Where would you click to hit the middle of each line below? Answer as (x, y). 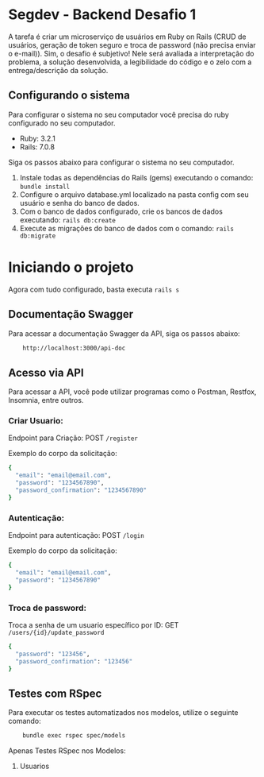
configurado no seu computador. (62, 123)
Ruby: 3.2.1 (37, 138)
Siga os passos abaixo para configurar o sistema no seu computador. (122, 162)
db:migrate (38, 236)
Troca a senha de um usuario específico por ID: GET (94, 624)
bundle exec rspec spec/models (74, 736)
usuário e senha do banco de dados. (80, 203)
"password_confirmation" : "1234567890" (81, 490)
